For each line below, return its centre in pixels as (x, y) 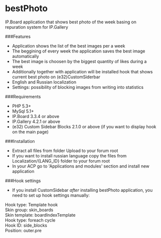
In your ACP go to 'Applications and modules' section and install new (80, 166)
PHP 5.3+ (22, 106)
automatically (25, 56)
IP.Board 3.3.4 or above (36, 116)
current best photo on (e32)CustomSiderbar (56, 77)
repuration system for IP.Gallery (37, 27)
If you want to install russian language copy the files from (69, 155)
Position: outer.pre (24, 230)
